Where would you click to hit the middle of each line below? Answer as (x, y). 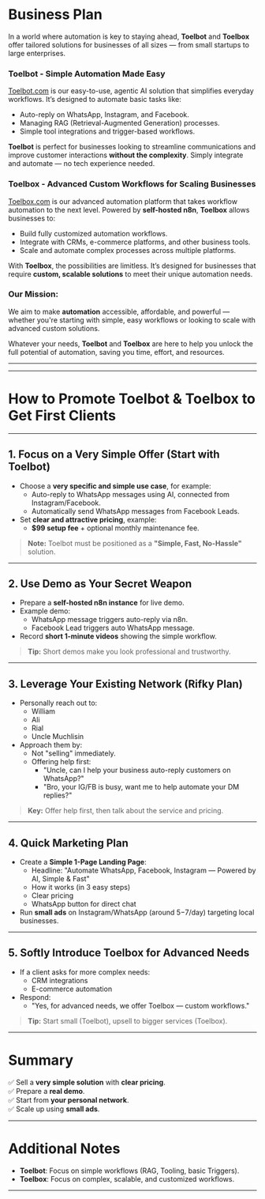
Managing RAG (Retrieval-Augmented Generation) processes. (119, 123)
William (43, 711)
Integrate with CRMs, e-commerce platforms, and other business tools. (135, 242)
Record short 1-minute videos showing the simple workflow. (118, 636)
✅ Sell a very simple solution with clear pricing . (87, 1082)
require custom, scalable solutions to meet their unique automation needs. (131, 273)
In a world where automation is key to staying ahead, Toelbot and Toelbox (129, 36)
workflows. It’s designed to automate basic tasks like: (95, 100)
